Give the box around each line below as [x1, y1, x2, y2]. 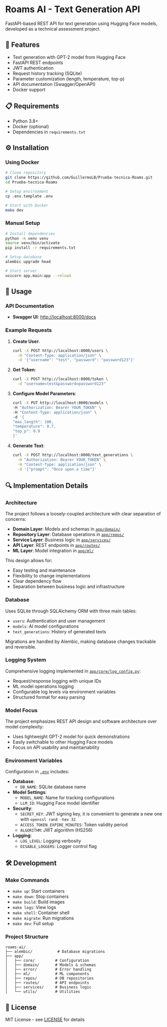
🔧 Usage [5, 287, 32, 296]
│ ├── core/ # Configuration [5, 958, 90, 963]
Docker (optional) [12, 123, 49, 129]
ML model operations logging [12, 683, 74, 689]
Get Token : [12, 367, 36, 373]
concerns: [5, 516, 27, 522]
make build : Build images [12, 899, 65, 905]
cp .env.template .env [5, 193, 53, 199]
